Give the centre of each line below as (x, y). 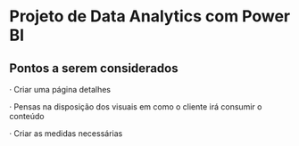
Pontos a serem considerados (94, 68)
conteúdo (27, 116)
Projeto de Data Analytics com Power (150, 16)
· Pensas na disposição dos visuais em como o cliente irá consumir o (136, 107)
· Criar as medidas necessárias (66, 134)
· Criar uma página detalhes (60, 89)
